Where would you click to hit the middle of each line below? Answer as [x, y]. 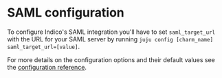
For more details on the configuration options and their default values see [111, 59]
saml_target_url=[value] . [44, 46]
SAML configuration [66, 13]
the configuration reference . [47, 67]
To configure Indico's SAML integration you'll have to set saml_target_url [111, 32]
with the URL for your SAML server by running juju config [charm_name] [110, 39]
